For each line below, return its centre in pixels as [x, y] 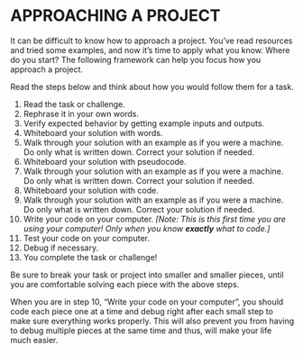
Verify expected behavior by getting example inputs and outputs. [144, 123]
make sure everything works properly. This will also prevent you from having [152, 321]
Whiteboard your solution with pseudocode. [105, 161]
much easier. [34, 339]
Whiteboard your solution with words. [93, 132]
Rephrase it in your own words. [81, 113]
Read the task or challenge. [74, 104]
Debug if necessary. [60, 248]
